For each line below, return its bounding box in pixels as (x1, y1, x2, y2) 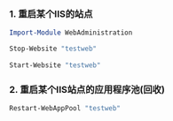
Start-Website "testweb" (9, 60, 101, 70)
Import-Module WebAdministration (9, 28, 133, 37)
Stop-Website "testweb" (9, 44, 98, 54)
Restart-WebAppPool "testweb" (9, 104, 122, 113)
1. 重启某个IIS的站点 (9, 7, 93, 19)
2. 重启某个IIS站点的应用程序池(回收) (9, 83, 166, 95)
